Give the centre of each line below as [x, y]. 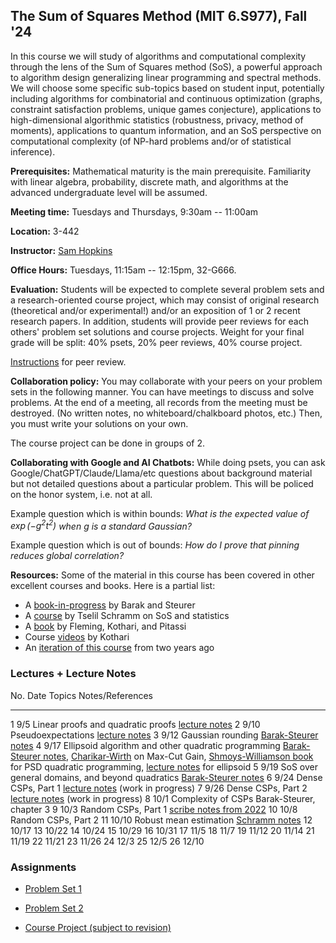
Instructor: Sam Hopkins [61, 250]
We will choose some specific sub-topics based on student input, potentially [167, 88]
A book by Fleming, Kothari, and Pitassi [105, 626]
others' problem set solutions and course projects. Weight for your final [157, 331]
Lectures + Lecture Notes [73, 674]
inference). [33, 151]
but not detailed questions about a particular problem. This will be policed [162, 483]
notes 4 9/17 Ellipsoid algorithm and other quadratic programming [145, 745]
